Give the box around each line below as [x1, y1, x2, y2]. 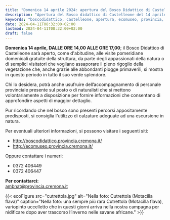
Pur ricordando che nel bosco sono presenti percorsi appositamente [5, 107, 148, 113]
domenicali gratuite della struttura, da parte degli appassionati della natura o [5, 56, 164, 61]
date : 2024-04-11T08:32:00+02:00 [5, 21, 76, 27]
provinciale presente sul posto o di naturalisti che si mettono [5, 87, 131, 93]
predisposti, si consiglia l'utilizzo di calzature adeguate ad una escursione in [5, 113, 164, 119]
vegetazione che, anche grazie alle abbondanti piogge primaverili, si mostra [5, 66, 163, 72]
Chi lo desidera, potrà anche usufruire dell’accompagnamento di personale [5, 81, 161, 87]
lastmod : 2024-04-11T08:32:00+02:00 [5, 26, 82, 31]
